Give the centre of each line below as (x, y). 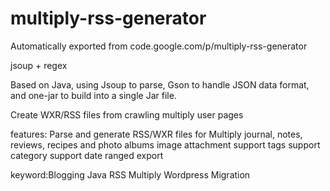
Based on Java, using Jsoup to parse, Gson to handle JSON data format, (160, 84)
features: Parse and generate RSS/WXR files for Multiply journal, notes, (156, 134)
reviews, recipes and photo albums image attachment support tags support (165, 144)
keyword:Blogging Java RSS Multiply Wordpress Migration (130, 174)
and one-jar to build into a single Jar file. (93, 95)
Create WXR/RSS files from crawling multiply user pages (127, 114)
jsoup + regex (39, 65)
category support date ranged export (87, 155)
